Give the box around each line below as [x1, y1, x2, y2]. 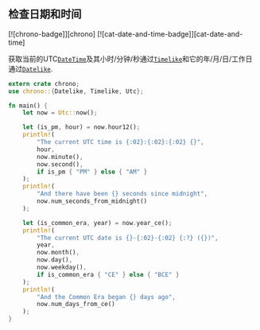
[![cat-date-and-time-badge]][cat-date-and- [97, 29, 243, 38]
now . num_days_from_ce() [37, 301, 115, 309]
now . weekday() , [37, 263, 87, 272]
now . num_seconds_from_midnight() [37, 197, 148, 205]
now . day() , [37, 256, 73, 264]
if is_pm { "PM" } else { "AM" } [37, 168, 148, 176]
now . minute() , [37, 153, 83, 161]
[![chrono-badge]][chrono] [8, 29, 96, 38]
